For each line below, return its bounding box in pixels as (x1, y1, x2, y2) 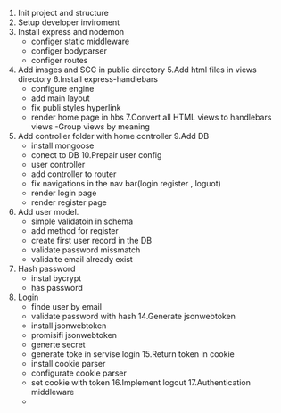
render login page (30, 187, 97, 198)
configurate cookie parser (30, 368, 127, 378)
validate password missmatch (30, 244, 141, 255)
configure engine (30, 84, 95, 94)
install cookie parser (30, 359, 106, 368)
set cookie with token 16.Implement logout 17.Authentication (30, 377, 252, 387)
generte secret (30, 339, 87, 350)
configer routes (30, 55, 88, 65)
